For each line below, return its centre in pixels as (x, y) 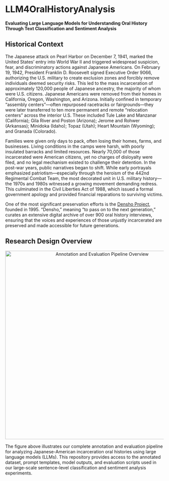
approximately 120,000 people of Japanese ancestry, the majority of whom (83, 88)
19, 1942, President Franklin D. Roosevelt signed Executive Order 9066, (79, 72)
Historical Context (34, 44)
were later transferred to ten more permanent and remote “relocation (76, 110)
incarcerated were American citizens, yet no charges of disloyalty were (79, 157)
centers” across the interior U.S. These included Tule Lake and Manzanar (81, 115)
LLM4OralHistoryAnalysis (60, 9)
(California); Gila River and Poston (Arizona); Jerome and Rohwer (72, 120)
